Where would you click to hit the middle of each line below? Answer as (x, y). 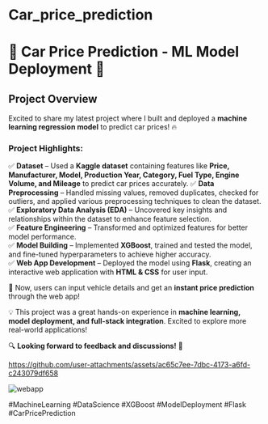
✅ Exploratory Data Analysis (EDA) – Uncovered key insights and (118, 210)
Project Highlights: (46, 149)
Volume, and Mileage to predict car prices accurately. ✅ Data (111, 184)
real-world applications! (48, 330)
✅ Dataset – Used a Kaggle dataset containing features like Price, (119, 166)
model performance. (42, 237)
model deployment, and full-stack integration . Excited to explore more (128, 321)
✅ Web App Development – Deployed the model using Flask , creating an (130, 263)
